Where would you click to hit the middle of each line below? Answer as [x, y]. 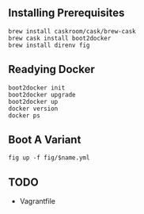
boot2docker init [37, 88]
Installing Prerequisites [66, 13]
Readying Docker [51, 69]
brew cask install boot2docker [60, 38]
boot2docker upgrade [42, 94]
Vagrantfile [37, 201]
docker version [33, 109]
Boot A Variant [45, 140]
